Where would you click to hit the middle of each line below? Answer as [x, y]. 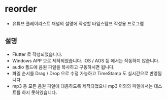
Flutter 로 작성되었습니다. [37, 54]
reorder [21, 9]
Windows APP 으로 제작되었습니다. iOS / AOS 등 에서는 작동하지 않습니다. [86, 60]
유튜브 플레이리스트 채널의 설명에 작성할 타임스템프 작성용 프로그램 [78, 23]
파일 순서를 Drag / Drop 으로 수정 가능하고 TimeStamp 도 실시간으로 [80, 73]
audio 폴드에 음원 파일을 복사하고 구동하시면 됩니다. [63, 67]
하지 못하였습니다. [39, 92]
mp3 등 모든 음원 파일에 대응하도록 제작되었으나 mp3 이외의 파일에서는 [82, 86]
